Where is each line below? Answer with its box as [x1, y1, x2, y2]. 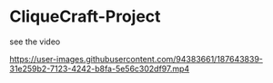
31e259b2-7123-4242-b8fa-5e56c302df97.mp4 [9, 63, 190, 74]
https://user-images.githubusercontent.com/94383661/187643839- [9, 53, 264, 64]
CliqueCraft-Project [9, 6, 161, 27]
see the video [9, 36, 61, 47]
